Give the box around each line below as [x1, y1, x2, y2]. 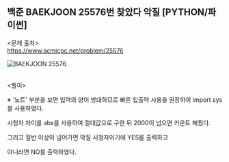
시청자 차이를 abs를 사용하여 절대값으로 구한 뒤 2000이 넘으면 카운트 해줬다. [7, 118, 211, 126]
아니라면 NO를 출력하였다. [7, 148, 77, 156]
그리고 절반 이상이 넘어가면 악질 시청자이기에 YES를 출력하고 [7, 133, 169, 141]
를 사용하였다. [7, 104, 44, 112]
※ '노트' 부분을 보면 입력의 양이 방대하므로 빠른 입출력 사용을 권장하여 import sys [7, 95, 223, 104]
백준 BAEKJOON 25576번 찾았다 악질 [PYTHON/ [7, 6, 208, 18]
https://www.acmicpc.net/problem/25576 [7, 46, 124, 55]
